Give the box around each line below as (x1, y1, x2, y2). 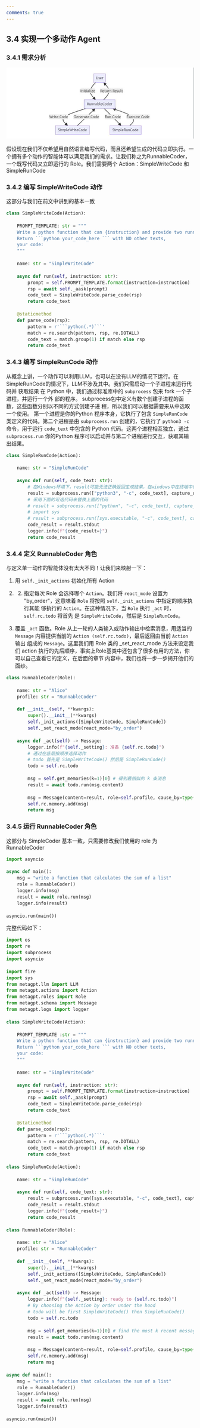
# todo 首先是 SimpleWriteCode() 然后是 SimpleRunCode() (27, 756, 167, 763)
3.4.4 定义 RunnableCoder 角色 (6, 550, 97, 558)
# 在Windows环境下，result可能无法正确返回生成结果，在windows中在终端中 (27, 484, 193, 490)
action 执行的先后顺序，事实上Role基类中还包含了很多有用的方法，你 (21, 647, 190, 654)
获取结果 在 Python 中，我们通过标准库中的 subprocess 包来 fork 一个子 (17, 387, 192, 394)
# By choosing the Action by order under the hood (27, 1303, 156, 1309)
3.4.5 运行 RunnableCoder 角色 (6, 822, 97, 831)
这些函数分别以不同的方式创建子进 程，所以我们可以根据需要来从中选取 (16, 402, 190, 409)
